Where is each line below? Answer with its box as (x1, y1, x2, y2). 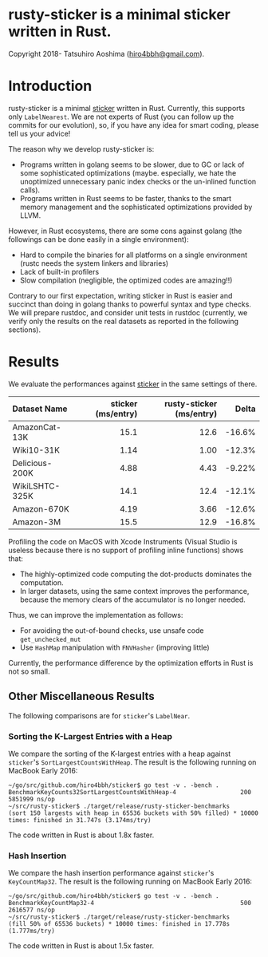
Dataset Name (12, 403, 68, 414)
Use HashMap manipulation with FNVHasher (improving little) (19, 643, 210, 652)
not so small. (8, 666, 50, 676)
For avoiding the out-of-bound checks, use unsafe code (19, 625, 204, 635)
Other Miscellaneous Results (8, 690, 155, 703)
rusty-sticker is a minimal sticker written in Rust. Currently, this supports (8, 103, 246, 113)
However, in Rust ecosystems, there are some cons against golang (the (8, 226, 242, 235)
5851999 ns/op (8, 795, 56, 803)
